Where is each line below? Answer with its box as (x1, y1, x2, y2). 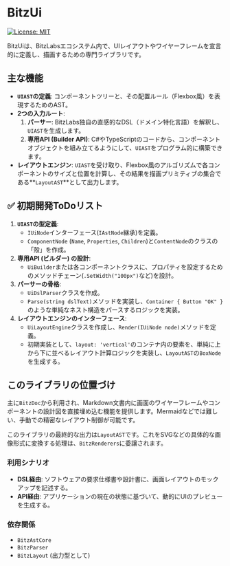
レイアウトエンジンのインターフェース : (16, 314, 127, 323)
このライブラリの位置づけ (7, 379, 115, 391)
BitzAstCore (16, 536, 51, 544)
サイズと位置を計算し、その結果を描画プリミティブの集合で (53, 169, 222, 177)
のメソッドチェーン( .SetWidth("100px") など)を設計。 (27, 271, 177, 279)
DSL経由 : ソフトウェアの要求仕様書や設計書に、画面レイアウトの (16, 475, 201, 483)
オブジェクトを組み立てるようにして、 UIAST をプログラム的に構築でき (27, 143, 223, 152)
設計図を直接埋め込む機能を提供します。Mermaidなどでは (43, 407, 206, 415)
